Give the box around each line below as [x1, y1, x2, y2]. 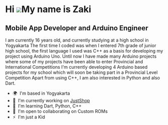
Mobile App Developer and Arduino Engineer [5, 24, 149, 32]
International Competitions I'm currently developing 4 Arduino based [5, 64, 148, 70]
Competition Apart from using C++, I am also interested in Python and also [5, 75, 160, 80]
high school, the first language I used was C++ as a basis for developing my [5, 48, 163, 54]
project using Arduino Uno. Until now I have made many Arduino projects [5, 53, 157, 59]
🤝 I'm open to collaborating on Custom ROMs [12, 108, 108, 114]
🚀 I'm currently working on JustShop [12, 98, 90, 103]
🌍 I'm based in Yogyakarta [12, 90, 70, 96]
